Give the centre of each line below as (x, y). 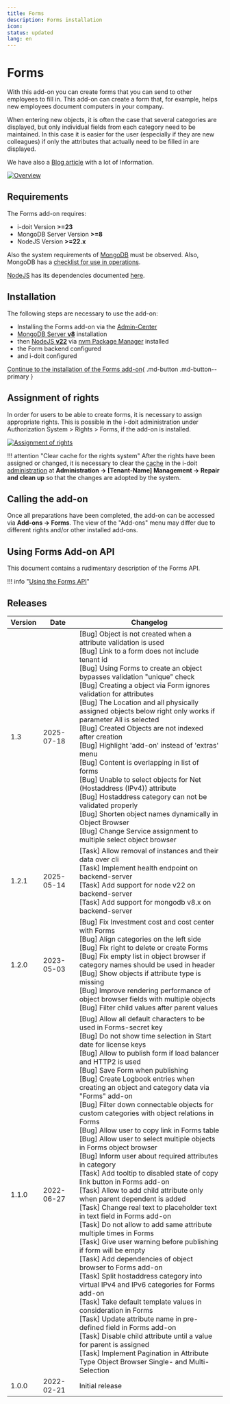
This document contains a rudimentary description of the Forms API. (104, 568)
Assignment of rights (53, 398)
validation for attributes (116, 693)
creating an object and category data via (144, 1087)
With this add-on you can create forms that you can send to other (100, 92)
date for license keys (113, 1045)
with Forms (97, 930)
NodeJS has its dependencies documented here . (76, 275)
